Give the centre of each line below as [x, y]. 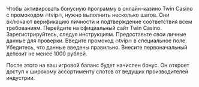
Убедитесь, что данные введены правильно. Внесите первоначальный [97, 47]
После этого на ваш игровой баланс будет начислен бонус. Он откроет [98, 65]
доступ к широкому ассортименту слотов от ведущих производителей [97, 72]
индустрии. [21, 78]
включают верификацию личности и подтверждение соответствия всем [99, 21]
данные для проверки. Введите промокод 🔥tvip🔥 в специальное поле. [97, 41]
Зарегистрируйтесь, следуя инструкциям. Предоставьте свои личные [97, 34]
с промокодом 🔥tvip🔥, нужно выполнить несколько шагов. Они [88, 15]
